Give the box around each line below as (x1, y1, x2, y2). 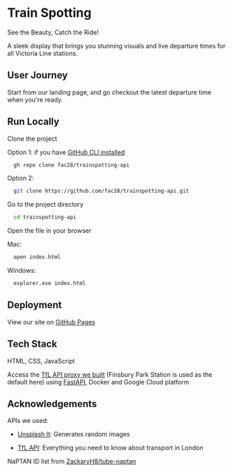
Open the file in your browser (7, 226, 92, 235)
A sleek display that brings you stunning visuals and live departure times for (7, 41, 226, 50)
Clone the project (7, 134, 57, 143)
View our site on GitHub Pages (7, 317, 96, 326)
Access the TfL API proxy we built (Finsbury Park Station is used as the (7, 370, 213, 379)
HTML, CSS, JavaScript (7, 356, 76, 365)
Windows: (7, 266, 36, 275)
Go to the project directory (7, 200, 84, 209)
